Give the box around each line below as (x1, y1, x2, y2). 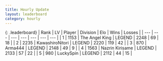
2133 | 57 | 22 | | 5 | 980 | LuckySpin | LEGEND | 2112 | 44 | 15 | (5, 50, 132, 56)
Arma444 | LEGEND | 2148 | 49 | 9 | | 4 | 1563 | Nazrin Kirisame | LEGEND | (5, 45, 157, 51)
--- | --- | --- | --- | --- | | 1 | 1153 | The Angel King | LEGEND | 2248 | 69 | (10, 35, 159, 41)
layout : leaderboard (5, 12, 47, 17)
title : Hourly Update (5, 7, 49, 12)
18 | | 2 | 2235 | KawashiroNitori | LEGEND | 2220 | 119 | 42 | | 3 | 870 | (5, 40, 147, 46)
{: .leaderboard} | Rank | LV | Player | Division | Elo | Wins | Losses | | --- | (5, 30, 153, 36)
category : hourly (5, 16, 41, 21)
